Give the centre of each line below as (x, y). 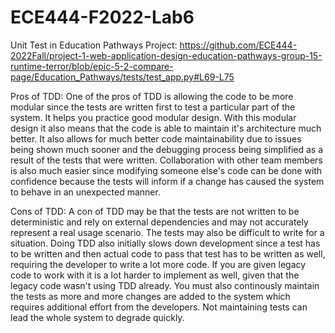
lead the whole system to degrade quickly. (97, 317)
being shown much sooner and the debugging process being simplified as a (167, 149)
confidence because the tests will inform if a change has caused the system (167, 181)
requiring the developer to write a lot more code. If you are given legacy (158, 264)
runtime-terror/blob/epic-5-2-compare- (92, 66)
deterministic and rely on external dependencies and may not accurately (159, 222)
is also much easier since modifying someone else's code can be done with (166, 170)
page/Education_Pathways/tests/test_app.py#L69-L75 (122, 77)
